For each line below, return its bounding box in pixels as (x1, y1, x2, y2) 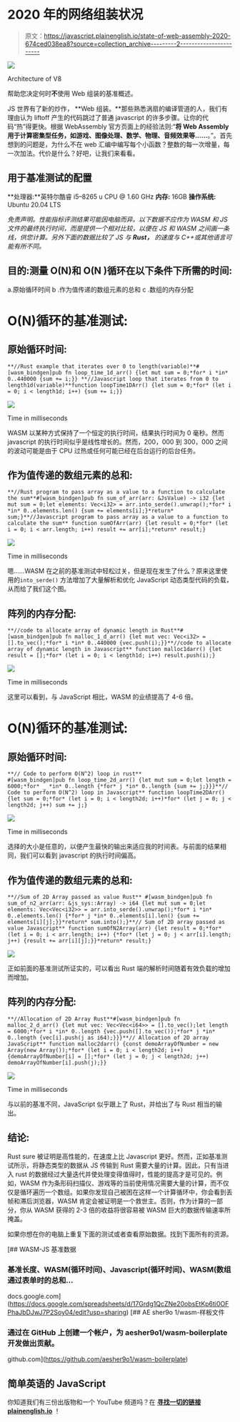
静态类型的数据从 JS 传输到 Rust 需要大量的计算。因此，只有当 (38, 1160, 223, 1169)
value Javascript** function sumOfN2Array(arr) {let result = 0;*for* (7, 925, 222, 932)
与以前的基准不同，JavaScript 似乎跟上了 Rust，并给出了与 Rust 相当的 (7, 1100, 216, 1108)
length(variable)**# (138, 362, 200, 370)
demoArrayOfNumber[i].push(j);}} (7, 1059, 107, 1066)
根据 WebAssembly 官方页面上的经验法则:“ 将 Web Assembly (50, 122, 229, 131)
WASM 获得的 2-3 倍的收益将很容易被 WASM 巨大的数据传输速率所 (34, 1205, 231, 1214)
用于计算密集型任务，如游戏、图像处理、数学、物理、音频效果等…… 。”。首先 (7, 131, 233, 139)
